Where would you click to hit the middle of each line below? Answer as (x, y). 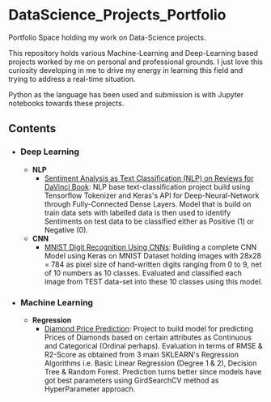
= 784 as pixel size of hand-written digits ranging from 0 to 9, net (153, 264)
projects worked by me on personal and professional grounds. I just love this (136, 62)
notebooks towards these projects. (66, 103)
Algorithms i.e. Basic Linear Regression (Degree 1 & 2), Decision (150, 363)
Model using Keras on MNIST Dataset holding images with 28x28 (152, 255)
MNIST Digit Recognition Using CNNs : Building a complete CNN (150, 247)
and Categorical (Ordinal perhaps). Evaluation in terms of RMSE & (153, 345)
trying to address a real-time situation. (72, 79)
